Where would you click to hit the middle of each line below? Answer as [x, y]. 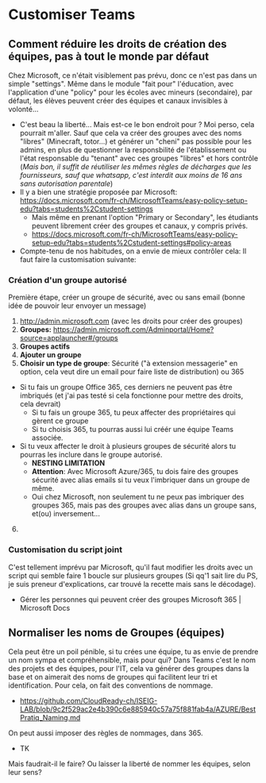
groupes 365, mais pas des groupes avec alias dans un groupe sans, [144, 505]
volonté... [23, 109]
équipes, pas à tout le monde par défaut [108, 56]
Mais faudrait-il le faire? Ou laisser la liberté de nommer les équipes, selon [129, 764]
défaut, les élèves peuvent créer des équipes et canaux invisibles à [118, 100]
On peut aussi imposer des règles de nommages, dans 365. [106, 733]
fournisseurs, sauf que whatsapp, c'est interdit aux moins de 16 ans [131, 175]
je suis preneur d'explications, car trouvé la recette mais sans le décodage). [132, 584]
